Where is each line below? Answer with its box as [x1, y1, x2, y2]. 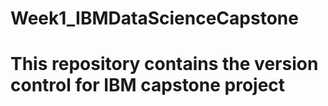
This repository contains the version [10, 53, 319, 76]
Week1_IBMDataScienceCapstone [10, 7, 299, 30]
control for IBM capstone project [10, 74, 286, 97]
